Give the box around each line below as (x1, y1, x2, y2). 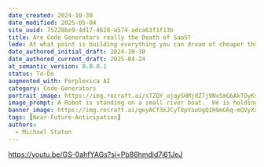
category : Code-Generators (8, 84, 97, 93)
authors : (8, 121, 37, 129)
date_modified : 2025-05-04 (8, 19, 97, 27)
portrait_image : (8, 92, 61, 100)
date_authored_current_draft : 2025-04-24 (8, 56, 146, 64)
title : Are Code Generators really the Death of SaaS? (8, 33, 192, 42)
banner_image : (8, 107, 55, 114)
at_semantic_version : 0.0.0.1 (8, 63, 108, 71)
